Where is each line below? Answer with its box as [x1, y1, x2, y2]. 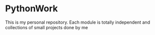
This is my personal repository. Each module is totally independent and [5, 19, 151, 25]
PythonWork [5, 3, 58, 14]
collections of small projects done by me [5, 24, 88, 30]
